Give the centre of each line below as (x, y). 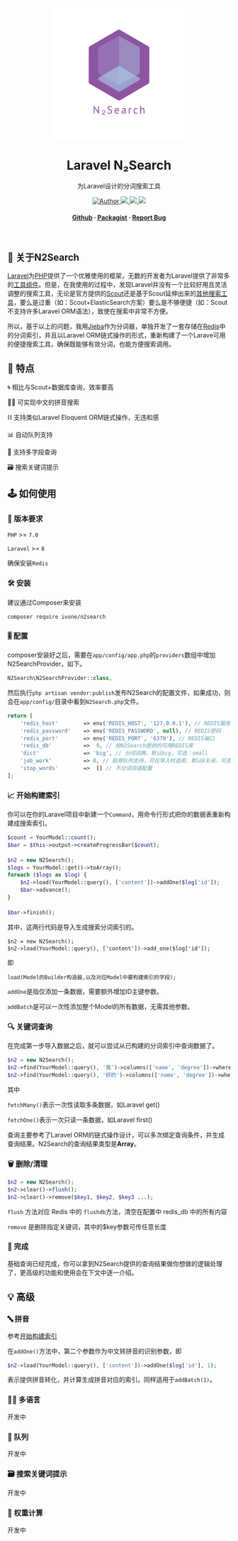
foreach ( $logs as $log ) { (47, 875)
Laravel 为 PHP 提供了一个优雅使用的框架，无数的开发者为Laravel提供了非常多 (119, 276)
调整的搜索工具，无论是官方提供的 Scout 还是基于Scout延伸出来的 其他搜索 (114, 293)
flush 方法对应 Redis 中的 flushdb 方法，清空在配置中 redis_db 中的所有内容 (117, 1211)
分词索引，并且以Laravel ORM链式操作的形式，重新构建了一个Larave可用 (119, 335)
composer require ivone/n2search (57, 617)
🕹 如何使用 (32, 494)
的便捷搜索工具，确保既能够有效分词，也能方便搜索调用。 (91, 344)
